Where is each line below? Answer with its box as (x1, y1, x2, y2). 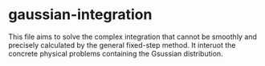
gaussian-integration (8, 6, 153, 24)
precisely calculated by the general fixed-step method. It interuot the (8, 40, 236, 49)
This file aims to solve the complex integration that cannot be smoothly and (8, 32, 257, 41)
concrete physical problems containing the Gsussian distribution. (8, 49, 223, 58)
